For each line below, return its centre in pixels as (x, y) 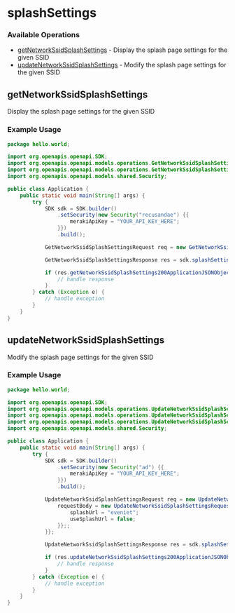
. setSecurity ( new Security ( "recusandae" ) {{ (123, 215)
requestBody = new (84, 506)
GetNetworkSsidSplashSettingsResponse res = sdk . (118, 260)
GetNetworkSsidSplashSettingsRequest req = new (115, 247)
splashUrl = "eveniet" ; (104, 512)
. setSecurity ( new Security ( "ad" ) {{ (111, 467)
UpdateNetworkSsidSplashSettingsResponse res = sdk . (123, 545)
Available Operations (44, 35)
